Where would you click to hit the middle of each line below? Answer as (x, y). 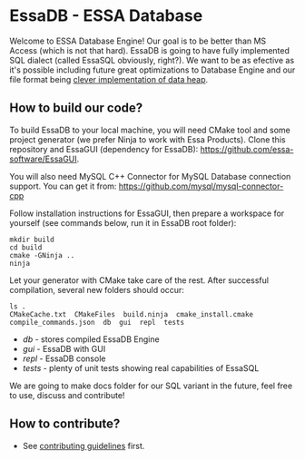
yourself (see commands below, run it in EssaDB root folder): (123, 222)
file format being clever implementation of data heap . (109, 79)
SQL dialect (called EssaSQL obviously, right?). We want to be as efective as (152, 60)
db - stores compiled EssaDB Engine (91, 339)
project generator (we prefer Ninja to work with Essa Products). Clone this (148, 139)
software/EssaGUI (43, 159)
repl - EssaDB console (64, 358)
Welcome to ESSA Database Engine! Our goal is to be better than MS (138, 41)
